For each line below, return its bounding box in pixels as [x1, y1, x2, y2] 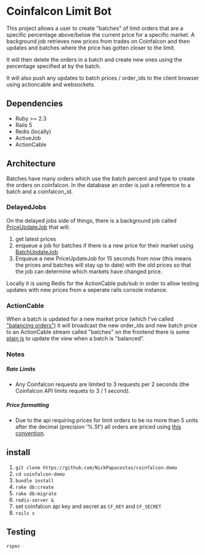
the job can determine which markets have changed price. [15, 267, 163, 275]
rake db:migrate [15, 491, 57, 497]
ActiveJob [15, 134, 42, 141]
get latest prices [15, 235, 56, 242]
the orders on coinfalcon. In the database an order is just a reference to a [6, 181, 191, 188]
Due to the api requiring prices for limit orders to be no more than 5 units [15, 417, 198, 424]
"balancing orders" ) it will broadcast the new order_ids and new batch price [6, 322, 198, 329]
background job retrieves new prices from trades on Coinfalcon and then [6, 37, 190, 45]
